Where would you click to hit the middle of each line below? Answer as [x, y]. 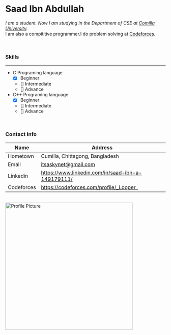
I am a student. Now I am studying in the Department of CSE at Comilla [80, 23]
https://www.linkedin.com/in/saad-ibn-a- [92, 173]
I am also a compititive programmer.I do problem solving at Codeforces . [80, 34]
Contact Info [21, 134]
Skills [12, 57]
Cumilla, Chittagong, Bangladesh [80, 156]
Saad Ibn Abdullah [45, 9]
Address [102, 147]
